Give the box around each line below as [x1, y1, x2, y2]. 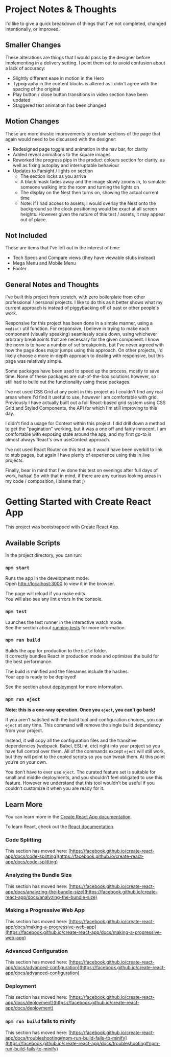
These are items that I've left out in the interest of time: [5, 245, 121, 251]
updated [12, 97, 31, 103]
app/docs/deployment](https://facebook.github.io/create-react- [5, 1000, 139, 1006]
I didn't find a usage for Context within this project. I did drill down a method [5, 420, 165, 427]
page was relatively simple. [5, 358, 63, 364]
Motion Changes [5, 117, 60, 126]
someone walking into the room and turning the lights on [20, 184, 139, 190]
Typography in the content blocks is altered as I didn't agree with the [12, 80, 158, 86]
